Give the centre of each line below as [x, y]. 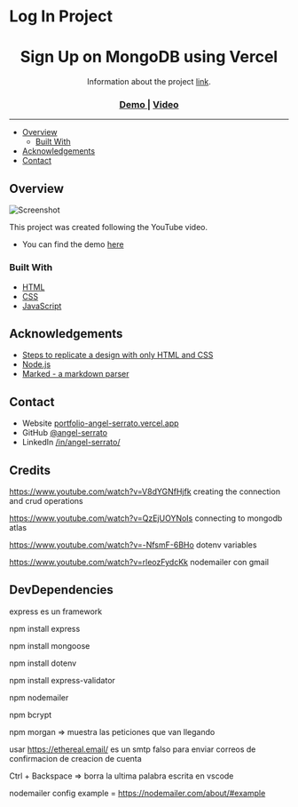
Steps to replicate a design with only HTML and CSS [118, 355]
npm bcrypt [31, 715]
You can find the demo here [73, 244]
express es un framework [56, 611]
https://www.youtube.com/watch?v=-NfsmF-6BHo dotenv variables [133, 545]
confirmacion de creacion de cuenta [75, 758]
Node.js [36, 364]
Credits [30, 470]
